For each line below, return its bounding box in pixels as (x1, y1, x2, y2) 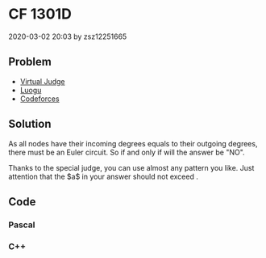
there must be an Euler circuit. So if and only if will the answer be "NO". (8, 147, 245, 157)
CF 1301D (8, 5, 73, 23)
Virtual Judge (19, 76, 65, 86)
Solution (8, 117, 52, 131)
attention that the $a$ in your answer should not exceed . (8, 171, 199, 181)
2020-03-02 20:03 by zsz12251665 (8, 32, 127, 41)
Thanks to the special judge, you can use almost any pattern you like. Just (8, 163, 255, 172)
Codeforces (19, 94, 60, 104)
